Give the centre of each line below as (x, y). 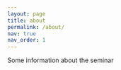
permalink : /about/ (36, 27)
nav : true (22, 34)
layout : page (27, 14)
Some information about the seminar (60, 60)
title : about (27, 21)
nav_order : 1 (27, 40)
